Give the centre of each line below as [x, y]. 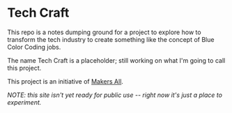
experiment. [24, 102]
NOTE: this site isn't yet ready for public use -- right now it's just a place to [115, 95]
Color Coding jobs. [34, 47]
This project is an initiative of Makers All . [65, 81]
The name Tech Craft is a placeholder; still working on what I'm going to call [116, 60]
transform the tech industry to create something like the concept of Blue [111, 39]
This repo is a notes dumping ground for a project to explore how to [104, 32]
